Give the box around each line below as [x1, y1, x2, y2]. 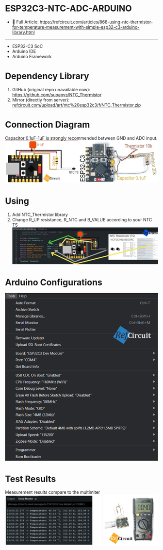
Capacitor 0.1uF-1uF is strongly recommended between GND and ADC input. [5, 135, 158, 141]
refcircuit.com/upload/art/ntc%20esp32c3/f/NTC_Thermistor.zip [12, 102, 141, 108]
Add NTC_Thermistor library [12, 212, 68, 217]
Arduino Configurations [5, 277, 103, 288]
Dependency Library [5, 71, 89, 82]
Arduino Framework [12, 53, 52, 59]
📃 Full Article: [12, 19, 39, 25]
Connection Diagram [5, 119, 90, 130]
